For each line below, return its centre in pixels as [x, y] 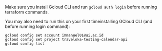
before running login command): [38, 26]
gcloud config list [25, 44]
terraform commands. [27, 12]
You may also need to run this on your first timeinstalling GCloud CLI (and [79, 21]
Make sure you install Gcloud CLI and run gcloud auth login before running [81, 7]
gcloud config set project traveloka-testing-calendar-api [66, 39]
